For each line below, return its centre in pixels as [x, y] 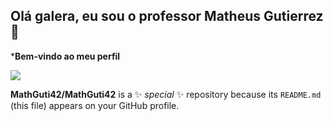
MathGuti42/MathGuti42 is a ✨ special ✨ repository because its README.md [166, 94]
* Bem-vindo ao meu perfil [65, 56]
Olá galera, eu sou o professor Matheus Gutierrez [167, 16]
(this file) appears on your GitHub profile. [95, 105]
